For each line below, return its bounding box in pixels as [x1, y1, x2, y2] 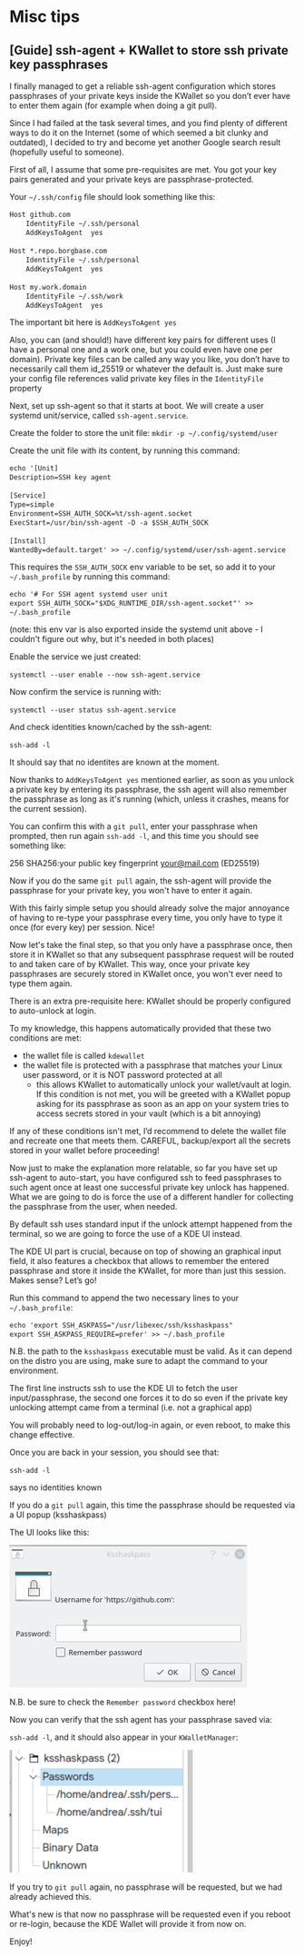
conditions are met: [9, 1032, 82, 1043]
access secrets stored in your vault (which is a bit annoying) [35, 1108, 261, 1119]
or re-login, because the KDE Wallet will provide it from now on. [9, 1919, 247, 1929]
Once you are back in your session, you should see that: [9, 1447, 220, 1457]
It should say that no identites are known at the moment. [9, 756, 220, 767]
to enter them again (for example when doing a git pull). [9, 100, 218, 111]
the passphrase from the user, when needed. [9, 1201, 178, 1211]
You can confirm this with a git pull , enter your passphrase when [9, 821, 259, 832]
